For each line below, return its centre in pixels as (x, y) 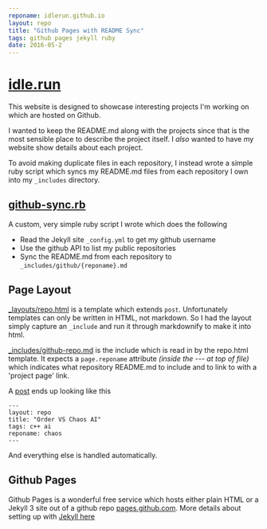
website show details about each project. (76, 147)
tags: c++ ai (30, 426)
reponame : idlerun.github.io (57, 16)
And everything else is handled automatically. (83, 455)
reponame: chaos (35, 433)
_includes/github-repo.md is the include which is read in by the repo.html (128, 350)
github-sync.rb (47, 205)
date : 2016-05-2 (35, 45)
